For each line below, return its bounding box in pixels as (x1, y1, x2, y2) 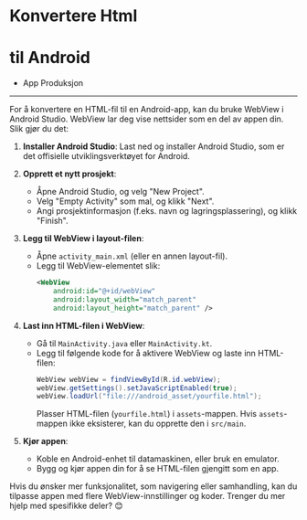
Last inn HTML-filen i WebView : (22, 320, 145, 331)
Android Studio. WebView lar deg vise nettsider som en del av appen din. (9, 113, 284, 124)
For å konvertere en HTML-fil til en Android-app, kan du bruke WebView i (9, 104, 284, 115)
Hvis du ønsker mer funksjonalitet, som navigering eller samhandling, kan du (9, 481, 298, 492)
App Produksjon (22, 78, 84, 89)
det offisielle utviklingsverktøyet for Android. (22, 151, 190, 162)
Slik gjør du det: (9, 123, 69, 134)
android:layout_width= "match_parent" (53, 294, 196, 304)
